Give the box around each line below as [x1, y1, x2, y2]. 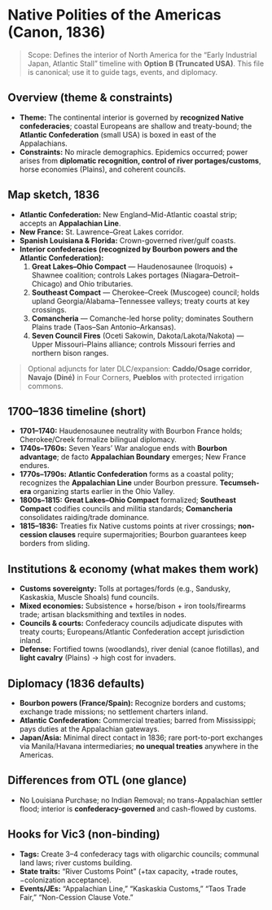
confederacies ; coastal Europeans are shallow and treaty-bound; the [19, 120, 252, 131]
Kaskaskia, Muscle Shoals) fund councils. [19, 593, 160, 602]
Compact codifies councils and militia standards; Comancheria [19, 504, 233, 514]
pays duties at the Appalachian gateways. [19, 724, 160, 733]
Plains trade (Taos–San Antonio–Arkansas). [31, 322, 177, 331]
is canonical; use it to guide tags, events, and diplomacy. [27, 67, 218, 77]
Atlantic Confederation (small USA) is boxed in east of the [19, 129, 217, 139]
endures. [19, 461, 50, 470]
